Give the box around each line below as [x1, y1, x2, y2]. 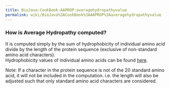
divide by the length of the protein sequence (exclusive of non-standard [5, 46, 157, 52]
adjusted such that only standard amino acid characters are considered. [5, 78, 157, 84]
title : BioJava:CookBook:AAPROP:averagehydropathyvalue [5, 7, 127, 13]
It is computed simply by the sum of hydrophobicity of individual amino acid [5, 40, 165, 47]
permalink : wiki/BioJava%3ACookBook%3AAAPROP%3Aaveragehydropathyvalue [5, 12, 161, 17]
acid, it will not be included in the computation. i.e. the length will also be [5, 72, 159, 78]
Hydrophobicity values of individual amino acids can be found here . [5, 57, 148, 63]
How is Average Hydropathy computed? [5, 29, 107, 36]
